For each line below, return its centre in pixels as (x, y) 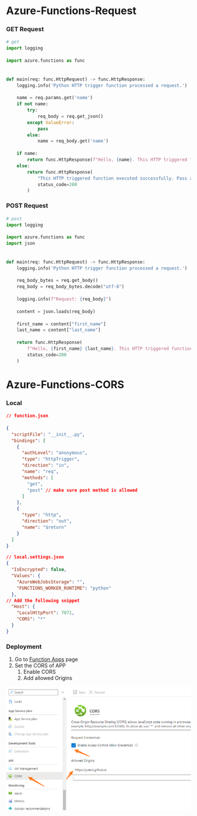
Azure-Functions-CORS (65, 384)
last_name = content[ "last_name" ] (59, 330)
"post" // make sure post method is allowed (82, 490)
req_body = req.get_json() (70, 116)
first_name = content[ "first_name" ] (62, 324)
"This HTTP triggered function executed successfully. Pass (112, 178)
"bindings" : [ (28, 441)
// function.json (27, 416)
